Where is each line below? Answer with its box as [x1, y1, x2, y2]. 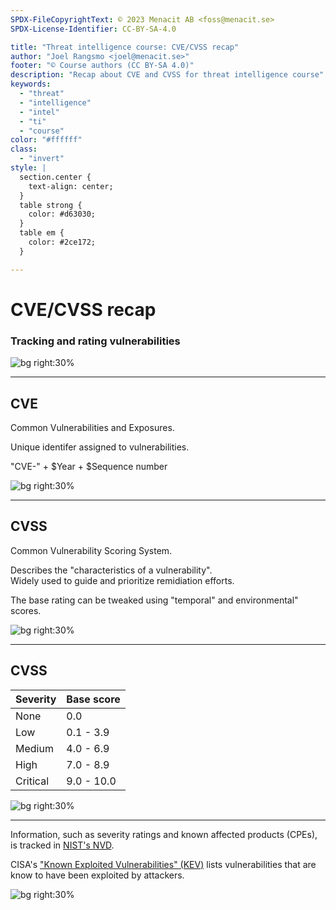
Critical [15, 774, 50, 788]
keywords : [10, 79, 52, 90]
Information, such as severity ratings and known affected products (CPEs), [10, 828, 318, 840]
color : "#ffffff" [10, 135, 83, 145]
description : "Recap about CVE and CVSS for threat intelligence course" [10, 70, 325, 80]
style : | [10, 163, 47, 173]
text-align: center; [28, 181, 114, 191]
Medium [15, 741, 54, 755]
